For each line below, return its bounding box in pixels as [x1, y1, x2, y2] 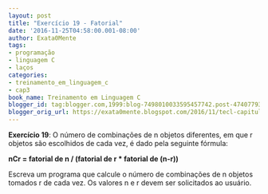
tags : [8, 42, 26, 49]
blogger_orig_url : [8, 109, 69, 117]
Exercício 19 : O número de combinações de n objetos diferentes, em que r [8, 130, 253, 140]
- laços [8, 64, 34, 72]
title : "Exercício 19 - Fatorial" [8, 19, 124, 27]
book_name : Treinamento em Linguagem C [8, 93, 141, 101]
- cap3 [8, 85, 30, 94]
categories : [8, 71, 48, 79]
